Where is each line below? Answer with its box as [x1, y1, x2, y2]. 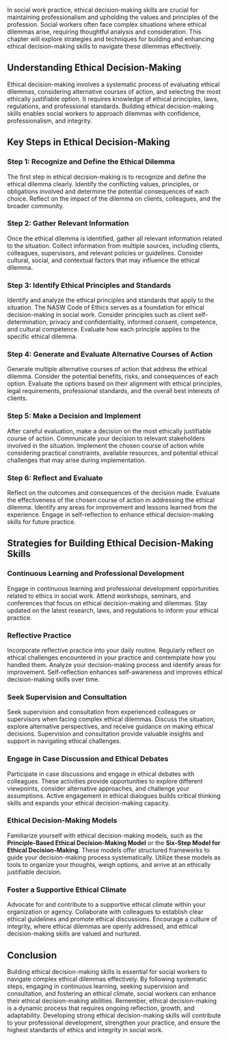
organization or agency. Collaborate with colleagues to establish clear [7, 907, 204, 916]
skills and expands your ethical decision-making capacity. [7, 799, 170, 807]
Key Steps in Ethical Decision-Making [7, 136, 171, 148]
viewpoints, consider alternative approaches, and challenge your [7, 784, 190, 792]
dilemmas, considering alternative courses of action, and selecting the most [7, 87, 221, 95]
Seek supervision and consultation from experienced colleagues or [7, 708, 196, 716]
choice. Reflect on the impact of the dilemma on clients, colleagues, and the [7, 195, 221, 203]
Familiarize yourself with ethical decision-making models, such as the [7, 831, 203, 840]
